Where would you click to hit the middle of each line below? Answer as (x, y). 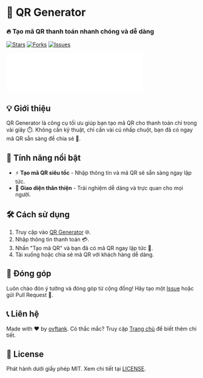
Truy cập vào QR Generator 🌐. (53, 232)
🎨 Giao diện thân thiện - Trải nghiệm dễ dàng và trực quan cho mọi (99, 188)
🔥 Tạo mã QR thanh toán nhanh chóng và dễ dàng (80, 32)
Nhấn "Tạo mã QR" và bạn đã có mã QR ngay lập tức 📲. (84, 248)
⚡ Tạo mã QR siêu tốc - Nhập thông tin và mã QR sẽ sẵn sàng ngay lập (103, 173)
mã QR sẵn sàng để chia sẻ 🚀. (44, 139)
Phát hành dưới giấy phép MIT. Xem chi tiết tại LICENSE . (76, 369)
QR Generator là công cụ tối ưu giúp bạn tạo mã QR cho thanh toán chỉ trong (101, 123)
